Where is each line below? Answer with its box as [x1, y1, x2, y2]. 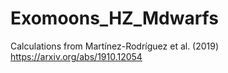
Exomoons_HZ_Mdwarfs [10, 7, 219, 30]
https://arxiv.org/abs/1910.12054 [10, 50, 143, 62]
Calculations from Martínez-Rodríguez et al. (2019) [10, 40, 220, 52]
